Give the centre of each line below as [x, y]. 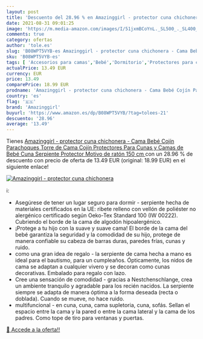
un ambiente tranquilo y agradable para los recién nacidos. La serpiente [105, 286]
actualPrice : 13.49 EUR [36, 68]
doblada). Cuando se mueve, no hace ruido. [70, 299]
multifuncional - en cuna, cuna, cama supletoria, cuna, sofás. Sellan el [102, 305]
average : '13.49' [28, 124]
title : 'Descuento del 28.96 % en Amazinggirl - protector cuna [89, 17]
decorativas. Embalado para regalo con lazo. [71, 273]
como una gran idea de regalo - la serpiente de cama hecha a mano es [103, 254]
